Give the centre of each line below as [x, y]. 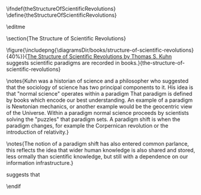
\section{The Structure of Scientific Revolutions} [66, 38]
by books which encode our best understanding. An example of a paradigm [100, 100]
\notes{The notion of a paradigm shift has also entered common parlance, [97, 144]
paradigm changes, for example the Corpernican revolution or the [87, 125]
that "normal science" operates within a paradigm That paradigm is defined [99, 94]
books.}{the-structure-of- [153, 63]
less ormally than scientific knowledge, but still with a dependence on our [97, 156]
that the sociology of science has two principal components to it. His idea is [100, 87]
